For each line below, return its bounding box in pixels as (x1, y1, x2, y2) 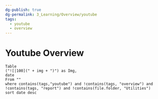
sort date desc (5, 90, 37, 95)
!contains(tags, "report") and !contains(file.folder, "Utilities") (5, 86, 151, 91)
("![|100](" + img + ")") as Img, (5, 68, 77, 73)
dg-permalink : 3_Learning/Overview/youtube (5, 12, 97, 17)
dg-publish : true (5, 7, 41, 12)
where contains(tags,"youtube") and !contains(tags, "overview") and (5, 81, 153, 86)
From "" (5, 77, 21, 82)
